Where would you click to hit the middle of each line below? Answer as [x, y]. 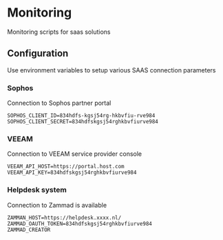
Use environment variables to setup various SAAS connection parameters [111, 70]
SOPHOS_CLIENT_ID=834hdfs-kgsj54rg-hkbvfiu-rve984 [81, 116]
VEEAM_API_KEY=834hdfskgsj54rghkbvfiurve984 [72, 173]
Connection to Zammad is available [57, 205]
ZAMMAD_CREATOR [29, 230]
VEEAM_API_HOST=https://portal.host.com [66, 167]
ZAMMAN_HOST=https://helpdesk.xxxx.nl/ [64, 218]
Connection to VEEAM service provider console [75, 154]
